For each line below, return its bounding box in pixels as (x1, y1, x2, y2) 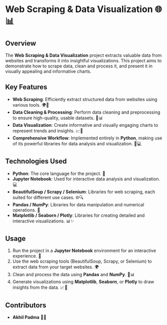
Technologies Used (5, 157, 67, 166)
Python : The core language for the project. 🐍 (12, 170, 106, 177)
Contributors (5, 301, 47, 309)
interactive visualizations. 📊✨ (12, 218, 74, 224)
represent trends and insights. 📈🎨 (12, 127, 84, 134)
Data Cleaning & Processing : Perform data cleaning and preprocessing (12, 109, 160, 115)
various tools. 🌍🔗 (12, 102, 49, 108)
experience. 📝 (12, 253, 42, 259)
